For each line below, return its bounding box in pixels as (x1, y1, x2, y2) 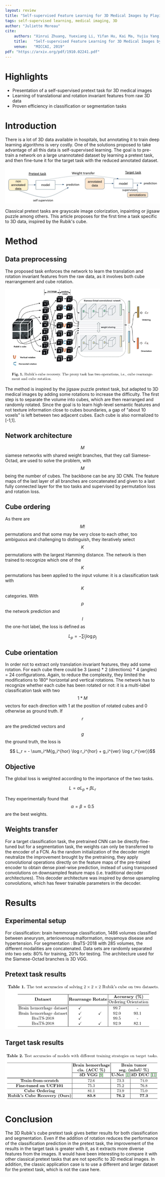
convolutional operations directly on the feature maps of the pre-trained (5, 859, 151, 865)
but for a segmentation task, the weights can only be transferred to (18, 844, 154, 849)
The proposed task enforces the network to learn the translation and (5, 268, 143, 274)
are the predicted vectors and (5, 723, 65, 729)
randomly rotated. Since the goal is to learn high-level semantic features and (5, 402, 160, 408)
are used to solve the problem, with (19, 457, 91, 464)
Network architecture (5, 432, 73, 440)
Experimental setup (5, 917, 66, 925)
